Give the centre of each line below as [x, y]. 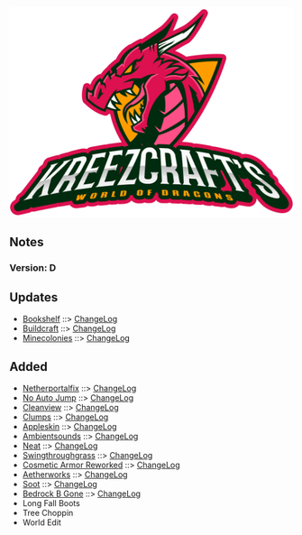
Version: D [33, 268]
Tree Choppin [48, 513]
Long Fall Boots [51, 503]
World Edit [41, 522]
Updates [34, 297]
